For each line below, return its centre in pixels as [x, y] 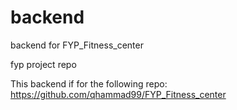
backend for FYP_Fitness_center [77, 45]
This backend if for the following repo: [89, 83]
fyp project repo [43, 64]
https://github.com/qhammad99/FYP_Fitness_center [118, 94]
